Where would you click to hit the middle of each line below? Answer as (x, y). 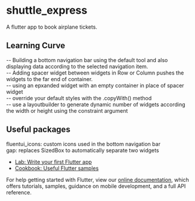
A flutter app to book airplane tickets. (52, 27)
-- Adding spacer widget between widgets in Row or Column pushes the (95, 73)
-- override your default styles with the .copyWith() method (79, 98)
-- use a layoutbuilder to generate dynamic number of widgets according (96, 104)
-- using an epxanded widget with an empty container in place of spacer (95, 85)
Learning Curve (36, 46)
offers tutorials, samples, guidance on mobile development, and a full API (96, 186)
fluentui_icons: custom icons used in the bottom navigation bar (83, 144)
